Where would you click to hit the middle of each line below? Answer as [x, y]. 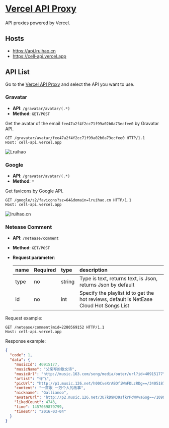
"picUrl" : [25, 383]
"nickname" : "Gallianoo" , [41, 393]
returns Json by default [107, 285]
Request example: [24, 318]
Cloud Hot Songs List [105, 306]
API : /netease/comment [35, 238]
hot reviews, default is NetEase [116, 299]
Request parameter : [34, 257]
